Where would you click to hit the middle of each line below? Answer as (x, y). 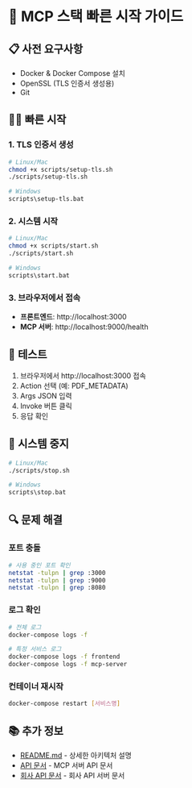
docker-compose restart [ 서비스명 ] (64, 704)
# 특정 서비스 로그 (35, 649)
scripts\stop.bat (37, 493)
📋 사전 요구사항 (45, 49)
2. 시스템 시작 (33, 221)
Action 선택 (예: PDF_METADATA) (74, 386)
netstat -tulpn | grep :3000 (57, 573)
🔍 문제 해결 (35, 520)
